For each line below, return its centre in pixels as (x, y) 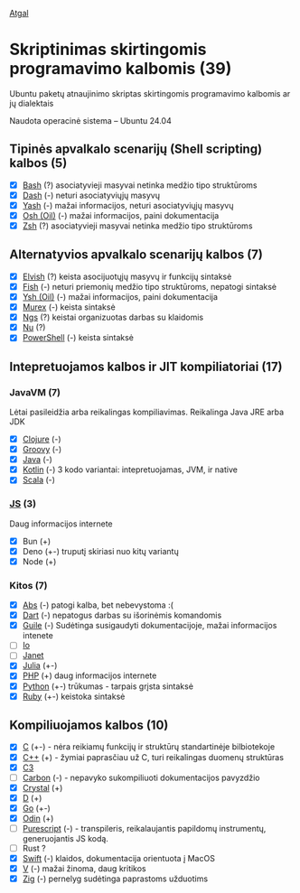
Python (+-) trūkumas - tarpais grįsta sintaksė (108, 686)
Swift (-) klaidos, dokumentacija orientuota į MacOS (118, 859)
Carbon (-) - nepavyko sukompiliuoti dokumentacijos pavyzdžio (141, 777)
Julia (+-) (40, 665)
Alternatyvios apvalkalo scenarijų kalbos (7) (136, 255)
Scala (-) (39, 480)
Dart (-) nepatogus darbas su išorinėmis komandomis (122, 615)
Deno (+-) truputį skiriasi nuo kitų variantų (100, 551)
